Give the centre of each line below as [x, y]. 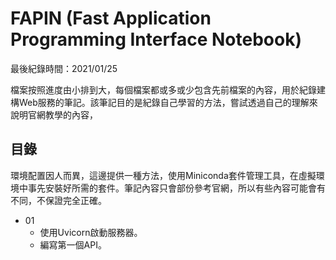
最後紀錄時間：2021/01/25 [64, 68]
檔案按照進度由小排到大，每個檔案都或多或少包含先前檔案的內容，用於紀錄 [163, 89]
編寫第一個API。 [73, 244]
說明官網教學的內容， [54, 114]
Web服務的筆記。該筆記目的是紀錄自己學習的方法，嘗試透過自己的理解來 [168, 102]
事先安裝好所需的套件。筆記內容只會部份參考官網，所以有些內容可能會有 [176, 188]
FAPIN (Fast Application [111, 18]
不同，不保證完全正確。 [58, 200]
